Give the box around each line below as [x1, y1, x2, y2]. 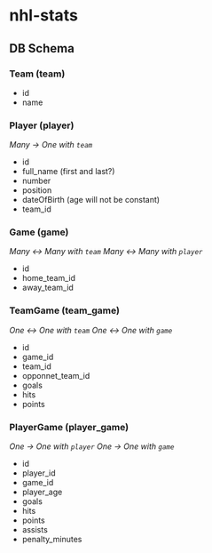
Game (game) [9, 226, 69, 238]
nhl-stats [9, 5, 78, 26]
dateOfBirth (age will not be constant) [21, 195, 161, 205]
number [21, 175, 51, 187]
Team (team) [9, 68, 66, 80]
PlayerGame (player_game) [9, 421, 130, 433]
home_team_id [21, 273, 75, 284]
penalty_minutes [21, 534, 82, 545]
